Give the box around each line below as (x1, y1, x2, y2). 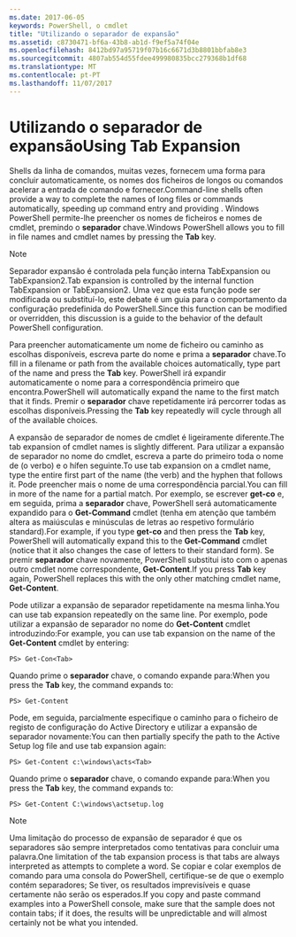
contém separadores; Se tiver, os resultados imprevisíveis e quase (9, 879, 251, 890)
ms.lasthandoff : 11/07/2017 (9, 79, 113, 88)
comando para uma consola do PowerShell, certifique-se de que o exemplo (9, 870, 285, 880)
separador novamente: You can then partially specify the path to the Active (9, 730, 280, 741)
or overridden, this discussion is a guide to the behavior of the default (9, 312, 263, 324)
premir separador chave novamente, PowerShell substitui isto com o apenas (9, 554, 288, 565)
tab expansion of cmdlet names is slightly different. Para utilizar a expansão (9, 441, 285, 452)
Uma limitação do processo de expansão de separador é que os (9, 832, 243, 843)
